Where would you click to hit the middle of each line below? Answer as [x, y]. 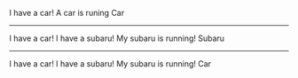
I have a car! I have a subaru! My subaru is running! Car [110, 64]
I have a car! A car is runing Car [67, 13]
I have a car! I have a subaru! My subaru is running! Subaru [117, 38]
